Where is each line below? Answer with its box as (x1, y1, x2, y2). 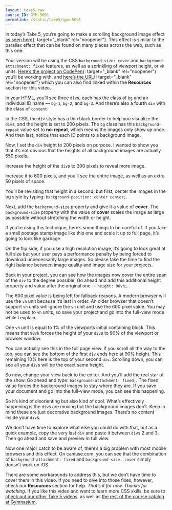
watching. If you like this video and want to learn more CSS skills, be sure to (5, 488, 165, 494)
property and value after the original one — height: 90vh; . (5, 283, 129, 289)
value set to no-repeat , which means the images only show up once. (20, 126, 165, 133)
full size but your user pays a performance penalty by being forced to (5, 251, 152, 257)
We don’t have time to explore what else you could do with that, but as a (5, 425, 158, 431)
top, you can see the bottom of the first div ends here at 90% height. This (5, 351, 161, 357)
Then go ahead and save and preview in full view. (5, 435, 110, 442)
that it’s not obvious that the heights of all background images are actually (5, 148, 161, 154)
